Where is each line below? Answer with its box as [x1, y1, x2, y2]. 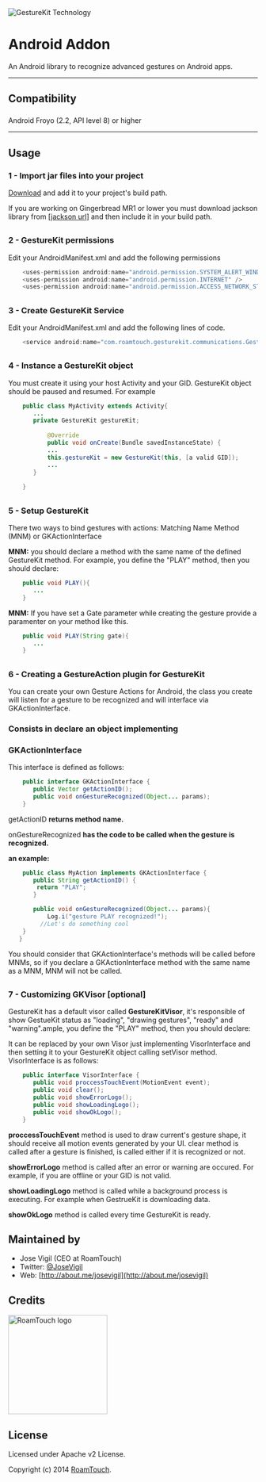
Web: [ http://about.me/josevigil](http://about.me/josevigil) [19, 1270, 209, 1280]
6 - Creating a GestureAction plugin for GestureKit [8, 668, 205, 680]
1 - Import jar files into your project [8, 170, 144, 181]
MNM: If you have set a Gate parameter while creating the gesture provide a [8, 608, 257, 618]
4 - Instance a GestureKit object [8, 360, 134, 371]
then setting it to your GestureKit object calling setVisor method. [8, 1047, 218, 1057]
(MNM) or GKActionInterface [8, 531, 102, 541]
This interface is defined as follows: [8, 763, 124, 772]
